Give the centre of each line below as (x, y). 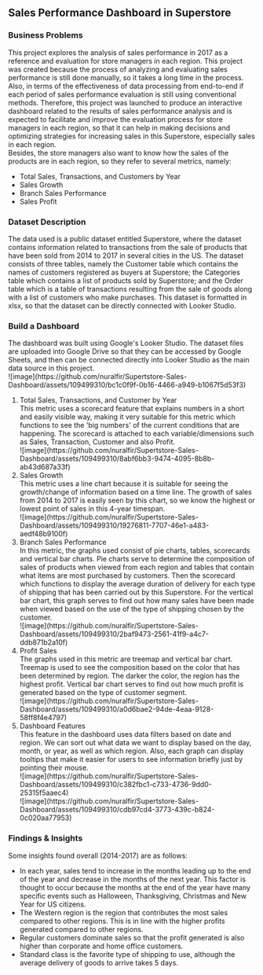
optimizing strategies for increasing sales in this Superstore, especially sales (131, 136)
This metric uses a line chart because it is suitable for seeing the (124, 484)
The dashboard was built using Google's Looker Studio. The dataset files (126, 343)
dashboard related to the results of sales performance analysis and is (121, 111)
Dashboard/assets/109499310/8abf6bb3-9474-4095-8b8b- (117, 458)
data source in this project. (51, 368)
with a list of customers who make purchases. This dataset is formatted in (128, 297)
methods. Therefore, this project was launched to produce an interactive (125, 102)
